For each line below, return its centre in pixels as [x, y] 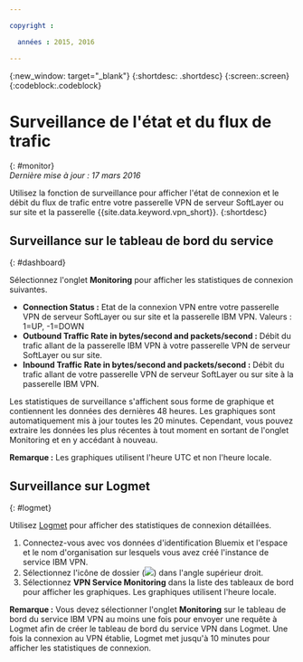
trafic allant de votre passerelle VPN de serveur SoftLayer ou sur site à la [158, 374]
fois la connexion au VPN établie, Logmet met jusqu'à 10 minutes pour [140, 638]
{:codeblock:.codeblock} [56, 85]
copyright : [32, 25]
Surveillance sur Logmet [80, 486]
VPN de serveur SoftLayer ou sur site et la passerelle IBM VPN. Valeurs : [157, 317]
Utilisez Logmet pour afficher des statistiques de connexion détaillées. [141, 525]
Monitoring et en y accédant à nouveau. [84, 440]
